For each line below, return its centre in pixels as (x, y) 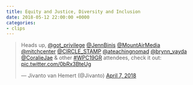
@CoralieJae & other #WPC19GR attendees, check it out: (91, 58)
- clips (16, 28)
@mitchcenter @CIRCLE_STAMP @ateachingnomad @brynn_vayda (104, 52)
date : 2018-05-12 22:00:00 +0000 (48, 17)
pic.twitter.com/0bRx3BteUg (56, 64)
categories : (21, 23)
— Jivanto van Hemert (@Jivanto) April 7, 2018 (79, 75)
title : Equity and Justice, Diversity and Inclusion (73, 12)
